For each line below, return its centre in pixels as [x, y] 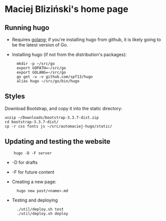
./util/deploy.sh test [40, 209]
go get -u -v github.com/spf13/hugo [55, 77]
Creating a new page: [34, 182]
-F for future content [33, 172]
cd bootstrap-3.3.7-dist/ [31, 122]
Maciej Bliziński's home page [66, 9]
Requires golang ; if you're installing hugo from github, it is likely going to [86, 39]
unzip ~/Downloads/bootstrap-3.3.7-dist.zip [52, 117]
